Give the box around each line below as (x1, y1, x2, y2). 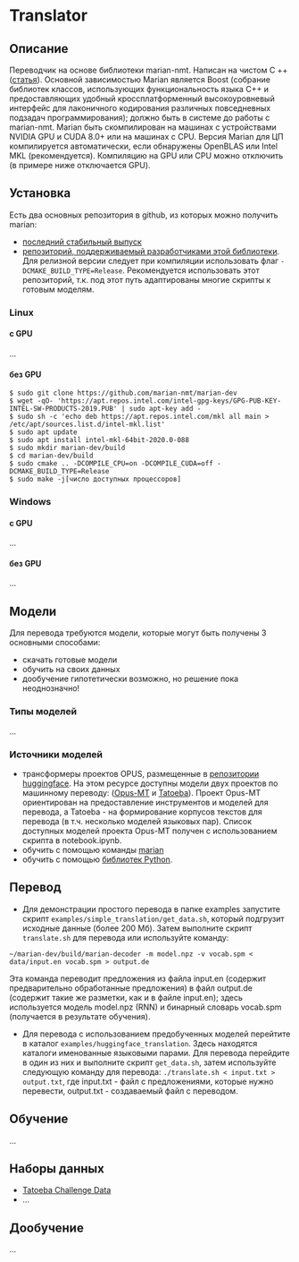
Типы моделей (9, 705, 78, 718)
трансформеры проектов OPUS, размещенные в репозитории (21, 768, 260, 779)
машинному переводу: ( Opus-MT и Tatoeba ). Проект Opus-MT (21, 787, 262, 797)
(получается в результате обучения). (9, 1010, 151, 1021)
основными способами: (9, 637, 101, 648)
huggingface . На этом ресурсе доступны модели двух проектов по (21, 778, 278, 789)
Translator (9, 5, 87, 26)
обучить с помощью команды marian (21, 844, 164, 855)
